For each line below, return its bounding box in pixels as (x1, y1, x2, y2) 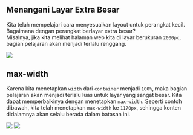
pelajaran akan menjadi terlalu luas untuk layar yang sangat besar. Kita (6, 91, 182, 98)
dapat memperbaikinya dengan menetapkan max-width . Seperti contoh (6, 98, 182, 105)
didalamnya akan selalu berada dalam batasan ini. (6, 110, 131, 118)
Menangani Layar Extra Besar (6, 5, 120, 15)
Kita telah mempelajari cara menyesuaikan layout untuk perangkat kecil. (6, 20, 186, 28)
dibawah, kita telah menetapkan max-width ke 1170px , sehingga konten (6, 104, 182, 111)
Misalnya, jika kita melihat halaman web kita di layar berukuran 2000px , (6, 33, 182, 41)
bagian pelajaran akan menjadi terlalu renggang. (6, 40, 127, 47)
